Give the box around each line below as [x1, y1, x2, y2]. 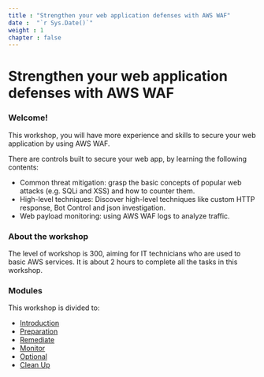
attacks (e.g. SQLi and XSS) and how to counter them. [19, 186, 195, 196]
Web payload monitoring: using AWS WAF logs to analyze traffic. [19, 211, 230, 221]
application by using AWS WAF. [8, 139, 110, 148]
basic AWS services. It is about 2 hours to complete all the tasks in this [8, 257, 238, 267]
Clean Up [19, 360, 50, 370]
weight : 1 [8, 26, 44, 34]
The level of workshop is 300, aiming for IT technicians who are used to [8, 249, 241, 259]
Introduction [19, 319, 60, 328]
